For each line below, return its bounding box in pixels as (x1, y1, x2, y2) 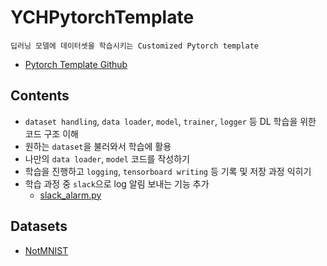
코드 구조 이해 (24, 127, 79, 140)
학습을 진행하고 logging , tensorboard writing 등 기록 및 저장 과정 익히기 (24, 165, 312, 177)
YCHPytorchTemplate (10, 6, 195, 29)
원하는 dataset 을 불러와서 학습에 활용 (24, 140, 172, 152)
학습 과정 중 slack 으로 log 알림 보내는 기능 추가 (24, 177, 210, 190)
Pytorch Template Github (24, 58, 128, 70)
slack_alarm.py (39, 189, 102, 201)
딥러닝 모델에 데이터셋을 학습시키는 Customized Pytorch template (10, 41, 259, 51)
